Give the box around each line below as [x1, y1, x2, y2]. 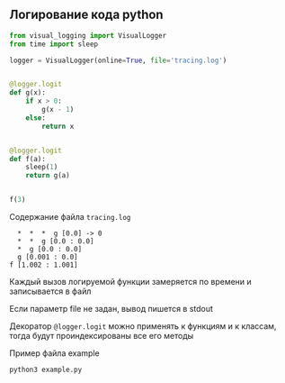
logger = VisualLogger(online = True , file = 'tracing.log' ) [9, 56, 227, 65]
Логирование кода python [9, 7, 164, 23]
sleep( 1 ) [25, 162, 58, 172]
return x [41, 122, 75, 131]
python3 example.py [9, 365, 83, 375]
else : [25, 113, 47, 123]
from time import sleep [9, 40, 99, 49]
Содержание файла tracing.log [9, 212, 131, 223]
